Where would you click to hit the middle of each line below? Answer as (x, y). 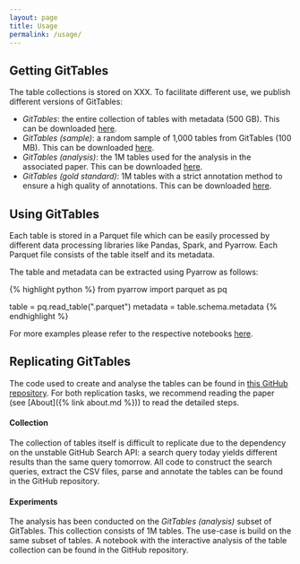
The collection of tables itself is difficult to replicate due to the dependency (148, 443)
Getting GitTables (59, 70)
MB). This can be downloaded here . (88, 148)
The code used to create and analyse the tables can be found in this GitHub (149, 383)
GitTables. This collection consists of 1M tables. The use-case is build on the (150, 531)
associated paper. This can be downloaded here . (112, 167)
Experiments (34, 501)
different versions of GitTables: (66, 102)
